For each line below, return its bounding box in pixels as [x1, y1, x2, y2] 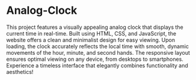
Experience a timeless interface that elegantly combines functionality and [6, 61, 188, 69]
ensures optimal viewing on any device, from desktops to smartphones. [6, 55, 183, 63]
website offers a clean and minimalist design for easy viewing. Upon [6, 36, 176, 43]
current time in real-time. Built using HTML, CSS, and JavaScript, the [6, 29, 176, 37]
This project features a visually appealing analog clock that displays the [6, 23, 183, 31]
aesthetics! [6, 68, 34, 75]
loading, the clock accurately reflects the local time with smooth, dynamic [6, 43, 189, 50]
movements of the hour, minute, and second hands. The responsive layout [6, 49, 191, 56]
